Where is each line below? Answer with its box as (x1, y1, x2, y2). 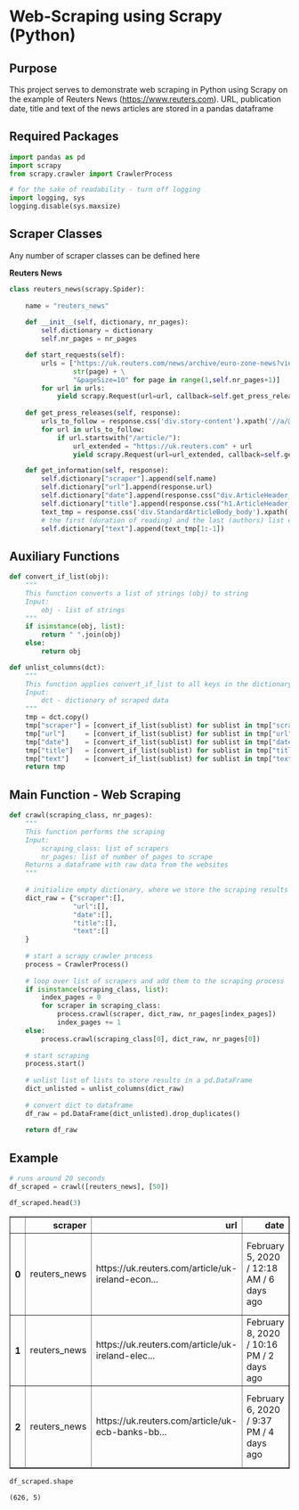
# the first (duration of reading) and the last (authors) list (41, 515, 285, 525)
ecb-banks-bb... (95, 1425, 167, 1438)
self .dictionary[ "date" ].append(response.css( (41, 491, 217, 500)
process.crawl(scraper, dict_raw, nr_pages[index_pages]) (56, 1010, 277, 1019)
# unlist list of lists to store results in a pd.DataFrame (25, 1076, 253, 1085)
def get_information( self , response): (25, 466, 169, 475)
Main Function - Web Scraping (9, 787, 182, 802)
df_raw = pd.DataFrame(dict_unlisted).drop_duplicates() (25, 1109, 241, 1118)
